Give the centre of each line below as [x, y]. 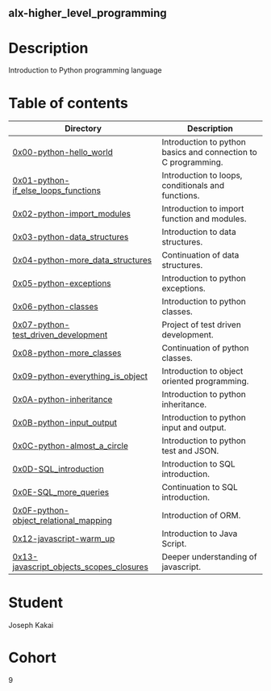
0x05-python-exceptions [62, 283]
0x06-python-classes [55, 307]
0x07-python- [41, 325]
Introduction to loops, [202, 175]
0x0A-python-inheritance [63, 400]
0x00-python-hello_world [63, 153]
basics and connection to [210, 153]
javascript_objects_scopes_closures [81, 567]
